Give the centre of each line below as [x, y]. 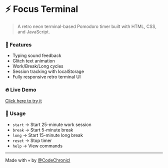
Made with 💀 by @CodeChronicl [38, 160]
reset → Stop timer [32, 140]
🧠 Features [18, 44]
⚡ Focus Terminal [42, 9]
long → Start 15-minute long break [48, 135]
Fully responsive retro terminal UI [46, 77]
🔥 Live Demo [21, 90]
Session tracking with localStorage [48, 71]
